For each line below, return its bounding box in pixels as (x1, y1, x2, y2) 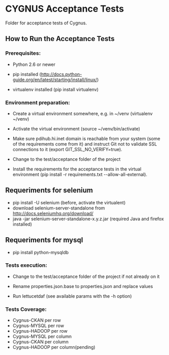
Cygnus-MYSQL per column (12, 333, 72, 340)
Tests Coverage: (5, 305, 47, 312)
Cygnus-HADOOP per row (12, 328, 67, 334)
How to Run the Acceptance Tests (5, 34, 115, 43)
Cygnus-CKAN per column (12, 339, 69, 345)
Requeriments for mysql (5, 236, 83, 244)
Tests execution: (5, 262, 47, 269)
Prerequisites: (5, 50, 41, 57)
